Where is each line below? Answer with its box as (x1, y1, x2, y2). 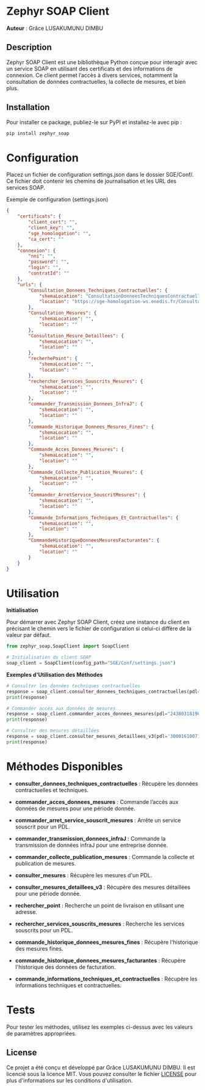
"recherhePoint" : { (28, 356, 78, 362)
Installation (6, 102, 50, 112)
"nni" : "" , (28, 253, 56, 259)
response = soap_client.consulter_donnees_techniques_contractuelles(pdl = (6, 688, 201, 694)
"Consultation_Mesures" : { (28, 310, 97, 316)
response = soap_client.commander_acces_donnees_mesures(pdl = (6, 711, 168, 717)
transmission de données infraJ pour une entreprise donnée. (15, 841, 168, 849)
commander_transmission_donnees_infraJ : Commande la (15, 834, 166, 842)
